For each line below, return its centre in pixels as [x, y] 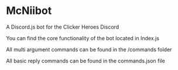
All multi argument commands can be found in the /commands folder [89, 49]
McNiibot [29, 11]
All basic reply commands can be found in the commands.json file [85, 61]
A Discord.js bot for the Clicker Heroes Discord [63, 27]
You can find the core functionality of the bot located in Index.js [83, 38]
